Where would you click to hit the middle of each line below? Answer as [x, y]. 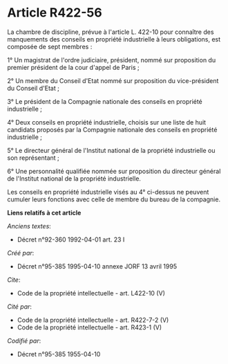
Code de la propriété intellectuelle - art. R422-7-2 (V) [93, 320]
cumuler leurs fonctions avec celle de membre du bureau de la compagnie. [114, 199]
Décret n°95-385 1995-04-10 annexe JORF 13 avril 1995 [97, 266]
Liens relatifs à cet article [44, 212]
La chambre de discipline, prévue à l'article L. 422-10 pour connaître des [111, 32]
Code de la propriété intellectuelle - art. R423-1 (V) [89, 327]
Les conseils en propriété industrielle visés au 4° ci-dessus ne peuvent [108, 192]
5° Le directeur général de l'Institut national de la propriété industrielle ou [111, 150]
